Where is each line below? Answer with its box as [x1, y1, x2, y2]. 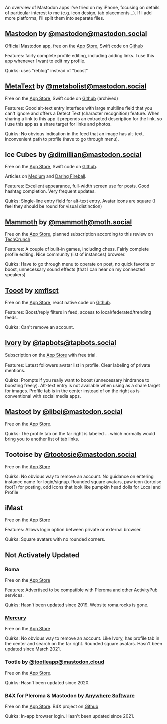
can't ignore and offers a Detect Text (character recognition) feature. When [5, 110, 160, 116]
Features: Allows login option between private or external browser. [5, 527, 142, 533]
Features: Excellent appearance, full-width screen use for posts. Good [5, 183, 150, 189]
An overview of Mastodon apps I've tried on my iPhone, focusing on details [5, 5, 160, 10]
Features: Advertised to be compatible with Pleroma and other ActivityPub [5, 587, 158, 593]
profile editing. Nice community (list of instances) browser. [5, 251, 126, 257]
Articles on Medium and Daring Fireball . [5, 173, 87, 179]
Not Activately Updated [5, 551, 80, 559]
